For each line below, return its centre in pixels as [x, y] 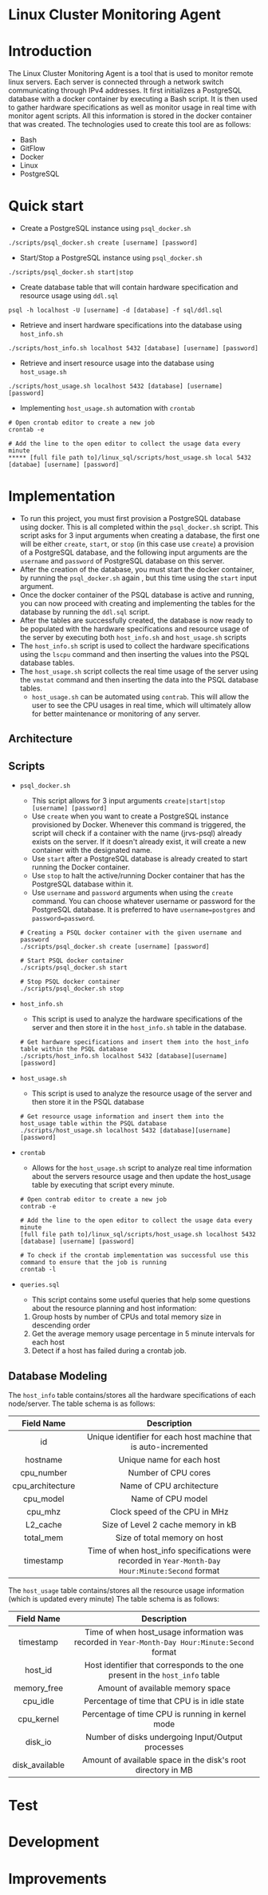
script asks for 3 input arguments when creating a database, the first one [140, 535]
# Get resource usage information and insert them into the [122, 1117]
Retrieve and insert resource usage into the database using [117, 363]
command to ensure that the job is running [93, 1263]
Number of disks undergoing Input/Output [164, 1738]
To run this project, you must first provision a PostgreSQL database [130, 518]
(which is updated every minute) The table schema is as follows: [114, 1599]
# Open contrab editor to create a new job [93, 1200]
